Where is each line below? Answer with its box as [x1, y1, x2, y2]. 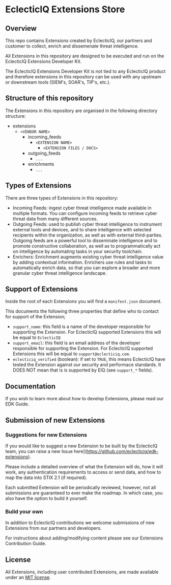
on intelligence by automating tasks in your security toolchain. [12, 248, 143, 254]
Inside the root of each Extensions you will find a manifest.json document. [5, 298, 162, 305]
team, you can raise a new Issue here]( [5, 448, 87, 454]
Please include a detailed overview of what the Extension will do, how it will [5, 463, 163, 469]
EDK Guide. [5, 401, 30, 407]
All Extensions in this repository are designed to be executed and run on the [5, 53, 164, 59]
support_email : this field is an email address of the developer [12, 340, 141, 346]
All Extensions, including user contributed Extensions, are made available [5, 569, 159, 575]
